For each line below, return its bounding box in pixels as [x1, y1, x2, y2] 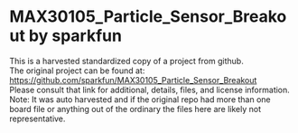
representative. [9, 113, 66, 124]
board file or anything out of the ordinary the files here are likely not [9, 103, 262, 114]
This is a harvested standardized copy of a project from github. [9, 55, 244, 66]
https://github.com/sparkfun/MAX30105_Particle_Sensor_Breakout [9, 74, 257, 85]
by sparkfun [28, 25, 122, 46]
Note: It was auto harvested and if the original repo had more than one [9, 93, 271, 105]
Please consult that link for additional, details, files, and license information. [9, 84, 291, 95]
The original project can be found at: [9, 65, 145, 76]
